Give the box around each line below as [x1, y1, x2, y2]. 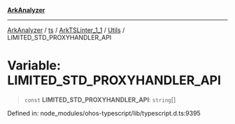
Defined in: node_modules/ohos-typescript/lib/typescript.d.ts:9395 [7, 109, 201, 117]
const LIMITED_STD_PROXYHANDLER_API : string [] [24, 95, 176, 104]
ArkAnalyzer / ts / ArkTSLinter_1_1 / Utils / [7, 26, 125, 34]
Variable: [7, 58, 62, 74]
